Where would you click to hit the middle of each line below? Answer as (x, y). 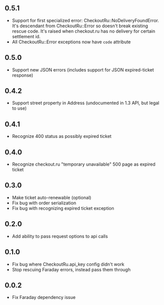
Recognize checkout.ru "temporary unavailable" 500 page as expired (84, 164)
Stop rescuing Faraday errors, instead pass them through (71, 269)
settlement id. (26, 36)
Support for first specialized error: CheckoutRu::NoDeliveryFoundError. (86, 20)
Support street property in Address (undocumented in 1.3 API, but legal (86, 103)
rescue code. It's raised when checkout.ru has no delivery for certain (84, 31)
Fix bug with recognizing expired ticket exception (63, 208)
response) (23, 75)
